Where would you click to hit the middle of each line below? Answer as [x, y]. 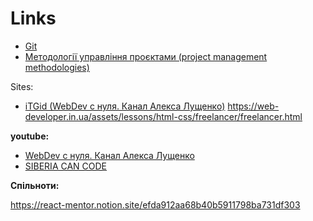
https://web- [253, 106]
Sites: [22, 86]
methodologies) [57, 67]
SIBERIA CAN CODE [66, 166]
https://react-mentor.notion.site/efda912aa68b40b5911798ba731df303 [155, 204]
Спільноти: [35, 185]
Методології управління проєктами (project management [146, 56]
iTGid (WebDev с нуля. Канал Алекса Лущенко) [125, 106]
